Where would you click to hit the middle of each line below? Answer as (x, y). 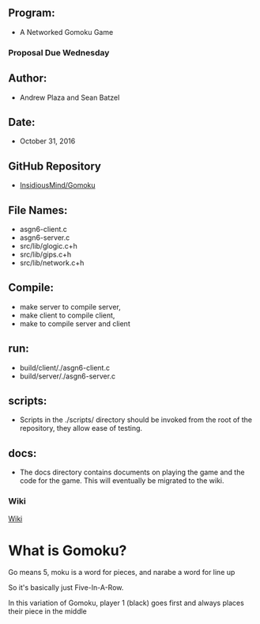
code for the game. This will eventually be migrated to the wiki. (122, 481)
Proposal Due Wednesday (59, 52)
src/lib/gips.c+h (45, 254)
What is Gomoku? (68, 550)
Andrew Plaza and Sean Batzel (70, 97)
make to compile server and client (75, 323)
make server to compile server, (70, 306)
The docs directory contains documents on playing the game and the (132, 472)
